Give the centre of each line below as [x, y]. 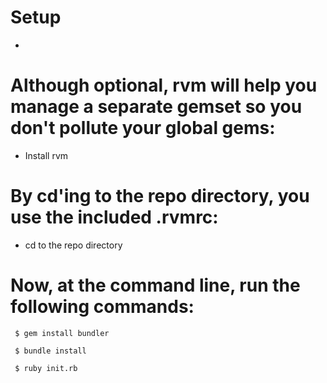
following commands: [102, 307]
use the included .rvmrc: [114, 217]
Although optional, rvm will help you [164, 85]
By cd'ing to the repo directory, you [160, 196]
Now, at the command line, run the [155, 285]
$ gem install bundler [62, 333]
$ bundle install [50, 351]
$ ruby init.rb [46, 368]
